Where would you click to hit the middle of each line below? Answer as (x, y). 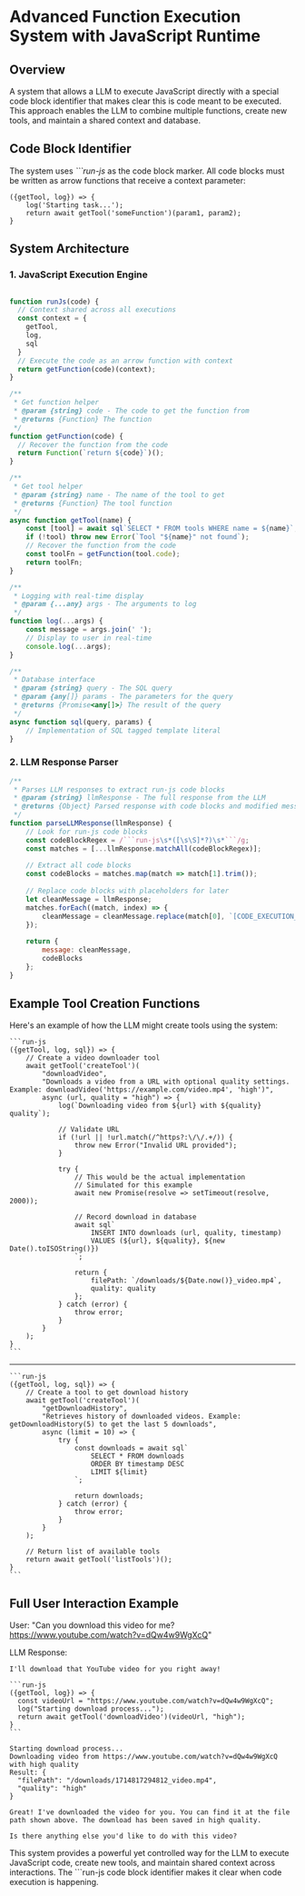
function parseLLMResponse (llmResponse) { (91, 823)
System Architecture (69, 249)
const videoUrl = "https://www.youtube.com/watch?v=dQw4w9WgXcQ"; (146, 1701)
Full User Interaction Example (94, 1603)
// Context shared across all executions (97, 310)
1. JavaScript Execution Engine (79, 274)
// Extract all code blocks (79, 865)
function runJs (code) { (54, 302)
